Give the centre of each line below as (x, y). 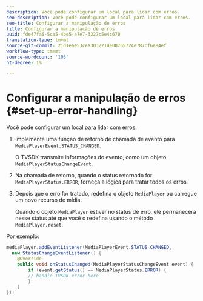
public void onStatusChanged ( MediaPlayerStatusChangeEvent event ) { (105, 265)
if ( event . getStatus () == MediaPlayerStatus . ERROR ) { (97, 270)
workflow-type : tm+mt (34, 51)
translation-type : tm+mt (38, 40)
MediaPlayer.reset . (39, 225)
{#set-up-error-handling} (72, 111)
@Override (30, 259)
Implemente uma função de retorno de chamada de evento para (95, 139)
